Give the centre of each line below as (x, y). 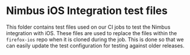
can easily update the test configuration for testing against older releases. (95, 46)
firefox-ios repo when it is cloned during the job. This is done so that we (95, 39)
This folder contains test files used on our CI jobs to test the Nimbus (88, 27)
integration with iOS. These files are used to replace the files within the (91, 33)
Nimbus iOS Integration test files (87, 11)
